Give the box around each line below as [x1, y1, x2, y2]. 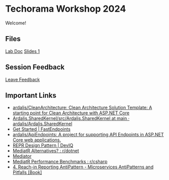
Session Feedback [5, 63, 65, 72]
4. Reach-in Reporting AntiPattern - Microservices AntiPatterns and [12, 164, 154, 170]
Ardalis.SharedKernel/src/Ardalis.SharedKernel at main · [12, 115, 130, 122]
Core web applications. [12, 137, 61, 143]
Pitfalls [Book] [12, 169, 42, 175]
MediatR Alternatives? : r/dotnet [12, 148, 80, 154]
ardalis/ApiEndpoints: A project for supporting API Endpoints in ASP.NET [12, 132, 164, 138]
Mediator [12, 153, 32, 159]
